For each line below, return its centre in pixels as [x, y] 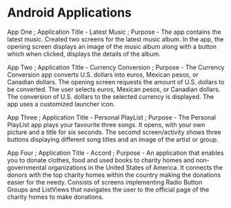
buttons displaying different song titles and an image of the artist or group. [113, 139]
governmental [27, 167]
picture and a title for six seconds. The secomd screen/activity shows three [114, 132]
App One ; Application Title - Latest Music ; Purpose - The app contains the [114, 32]
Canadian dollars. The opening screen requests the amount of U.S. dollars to [116, 82]
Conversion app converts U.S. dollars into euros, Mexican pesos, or [103, 75]
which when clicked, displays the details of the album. [84, 54]
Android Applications [70, 13]
